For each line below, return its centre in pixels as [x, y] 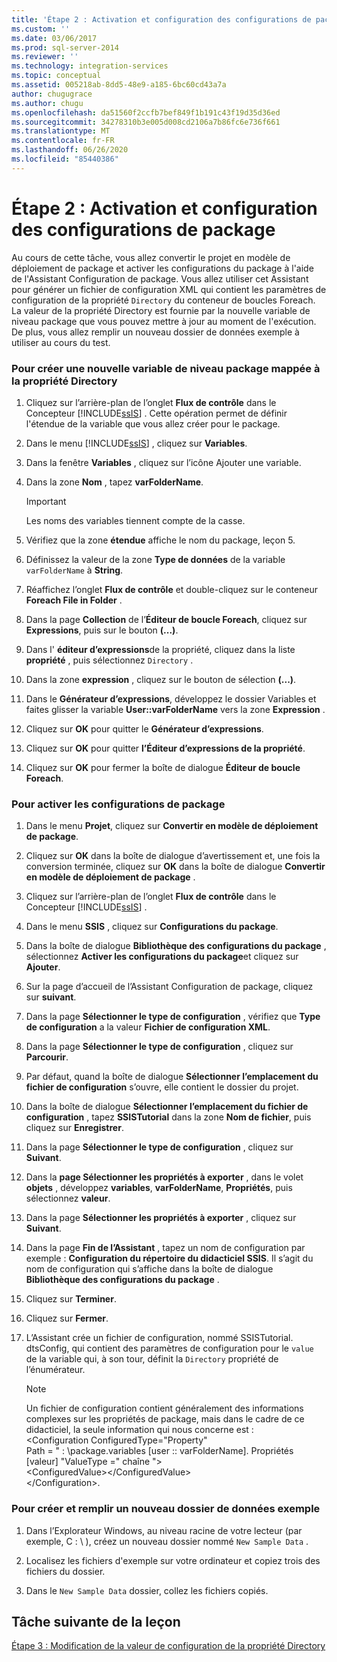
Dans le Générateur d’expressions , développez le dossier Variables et [171, 698]
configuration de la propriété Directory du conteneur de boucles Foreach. [163, 300]
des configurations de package [143, 229]
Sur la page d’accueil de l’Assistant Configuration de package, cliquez [169, 987]
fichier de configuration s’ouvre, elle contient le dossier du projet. [162, 1087]
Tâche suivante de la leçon [96, 1621]
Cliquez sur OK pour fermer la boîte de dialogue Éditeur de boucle [163, 767]
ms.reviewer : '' [45, 57]
